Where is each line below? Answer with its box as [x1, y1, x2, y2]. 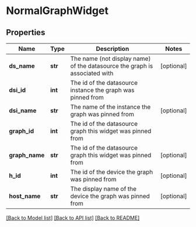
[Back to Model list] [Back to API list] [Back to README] [6, 215, 140, 221]
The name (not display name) [70, 54, 151, 63]
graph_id [9, 127, 34, 135]
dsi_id [9, 86, 26, 94]
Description [96, 45, 129, 53]
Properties [6, 27, 45, 37]
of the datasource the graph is [70, 62, 153, 70]
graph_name [9, 151, 45, 159]
